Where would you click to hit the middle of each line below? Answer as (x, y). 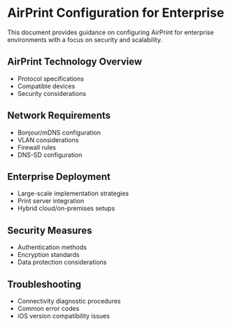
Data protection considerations (62, 262)
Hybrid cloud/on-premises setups (66, 209)
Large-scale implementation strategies (73, 193)
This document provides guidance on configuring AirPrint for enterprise (111, 32)
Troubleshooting (44, 284)
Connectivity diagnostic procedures (69, 301)
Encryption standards (48, 255)
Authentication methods (52, 247)
